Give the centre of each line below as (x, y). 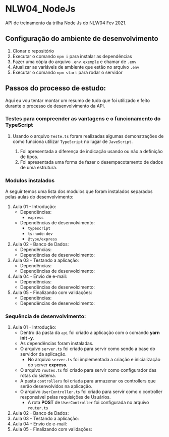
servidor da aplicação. (43, 354)
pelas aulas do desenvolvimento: (39, 197)
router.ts (38, 408)
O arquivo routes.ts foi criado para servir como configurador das (88, 370)
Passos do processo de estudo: (56, 88)
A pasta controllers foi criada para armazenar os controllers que (88, 381)
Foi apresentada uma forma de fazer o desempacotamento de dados (92, 162)
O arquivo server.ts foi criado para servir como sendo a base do (88, 349)
